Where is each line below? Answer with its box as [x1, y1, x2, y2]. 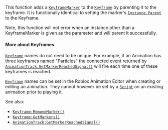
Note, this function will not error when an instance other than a [5, 25, 134, 31]
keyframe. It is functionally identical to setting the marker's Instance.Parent [5, 10, 161, 16]
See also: [5, 99, 25, 105]
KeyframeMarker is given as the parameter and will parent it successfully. [5, 30, 157, 36]
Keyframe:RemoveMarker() [12, 109, 65, 114]
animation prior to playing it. [5, 89, 63, 95]
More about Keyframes [5, 41, 54, 47]
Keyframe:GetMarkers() [12, 115, 60, 120]
